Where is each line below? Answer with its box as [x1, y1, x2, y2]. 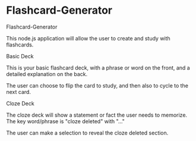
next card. [6, 88, 31, 95]
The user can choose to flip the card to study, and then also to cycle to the [6, 82, 189, 89]
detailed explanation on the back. [6, 70, 88, 77]
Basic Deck [6, 52, 34, 59]
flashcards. [6, 41, 34, 48]
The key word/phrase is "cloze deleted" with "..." [6, 117, 125, 125]
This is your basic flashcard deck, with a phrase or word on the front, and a [6, 64, 190, 71]
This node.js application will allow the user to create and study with [6, 35, 170, 42]
